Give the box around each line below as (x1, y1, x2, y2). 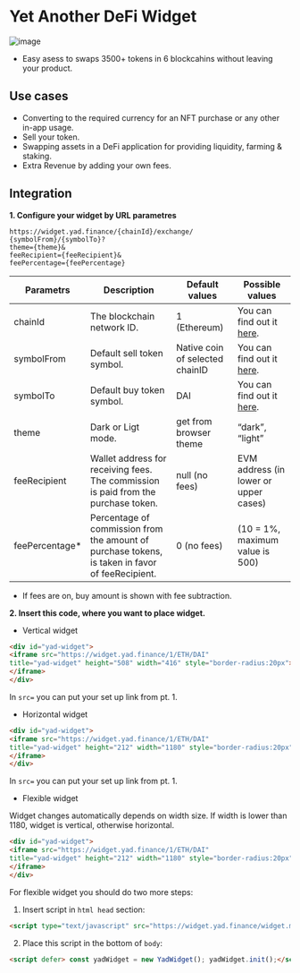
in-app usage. (21, 122, 74, 132)
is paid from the (90, 485, 156, 498)
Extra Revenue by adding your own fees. (21, 159, 171, 171)
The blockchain (90, 310, 155, 322)
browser (176, 426, 212, 439)
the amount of (90, 533, 149, 546)
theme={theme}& (9, 243, 66, 252)
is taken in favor (90, 556, 157, 568)
